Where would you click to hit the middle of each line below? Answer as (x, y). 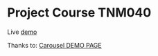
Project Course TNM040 (79, 13)
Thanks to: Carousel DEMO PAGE (54, 45)
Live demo (22, 32)
